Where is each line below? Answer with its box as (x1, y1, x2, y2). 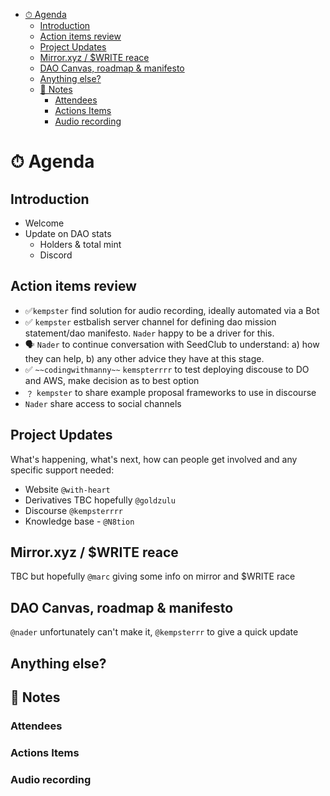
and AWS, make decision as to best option (24, 374, 200, 386)
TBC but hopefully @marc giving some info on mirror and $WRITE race (10, 570, 296, 583)
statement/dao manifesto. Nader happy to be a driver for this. (24, 327, 275, 339)
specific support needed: (10, 464, 115, 476)
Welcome (24, 217, 65, 229)
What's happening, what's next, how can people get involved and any (10, 453, 298, 465)
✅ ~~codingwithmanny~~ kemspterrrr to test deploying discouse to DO (24, 363, 310, 375)
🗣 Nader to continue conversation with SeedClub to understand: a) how (24, 338, 320, 350)
